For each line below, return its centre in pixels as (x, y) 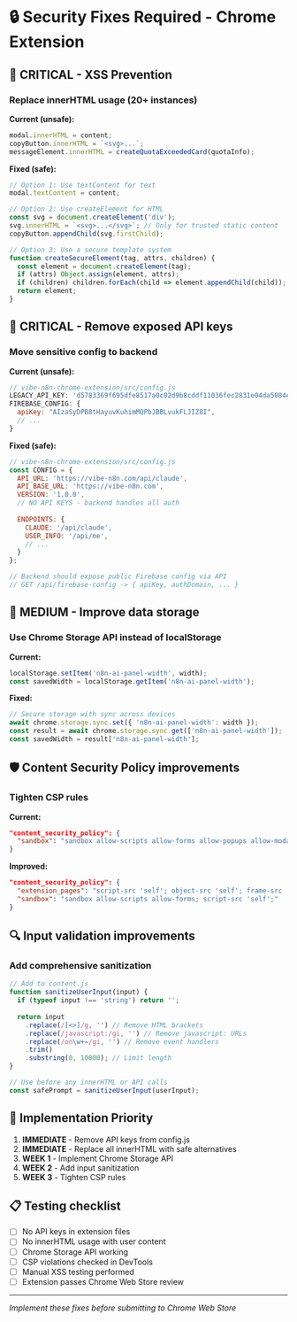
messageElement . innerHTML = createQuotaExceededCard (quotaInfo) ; (132, 151)
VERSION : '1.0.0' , (51, 495)
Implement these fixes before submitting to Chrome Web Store (123, 1308)
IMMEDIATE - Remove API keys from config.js (106, 1140)
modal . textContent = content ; (65, 193)
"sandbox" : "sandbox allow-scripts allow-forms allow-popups (132, 841)
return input (41, 1017)
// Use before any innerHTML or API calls (88, 1082)
